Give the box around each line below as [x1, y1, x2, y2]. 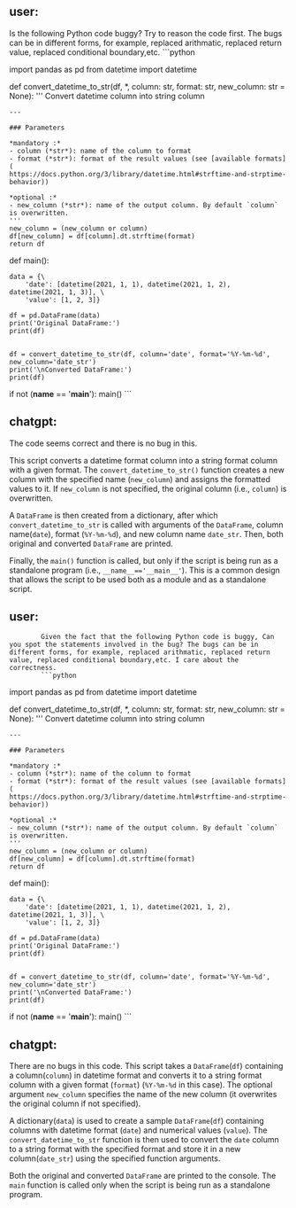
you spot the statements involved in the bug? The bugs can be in [9, 640, 259, 650]
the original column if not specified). [9, 1098, 141, 1109]
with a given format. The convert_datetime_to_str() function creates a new [9, 464, 285, 475]
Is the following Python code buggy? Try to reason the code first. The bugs [9, 27, 283, 38]
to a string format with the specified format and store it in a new [9, 1144, 241, 1155]
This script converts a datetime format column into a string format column [9, 455, 278, 465]
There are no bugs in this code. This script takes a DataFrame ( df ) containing [9, 1061, 284, 1072]
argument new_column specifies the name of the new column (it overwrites [9, 1089, 277, 1100]
